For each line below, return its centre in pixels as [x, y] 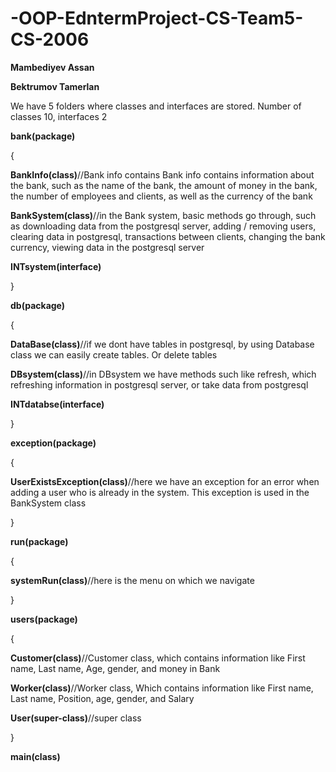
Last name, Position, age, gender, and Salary [102, 698]
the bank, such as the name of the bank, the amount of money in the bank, [164, 185]
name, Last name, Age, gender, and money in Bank [115, 668]
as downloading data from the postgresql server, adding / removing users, [163, 226]
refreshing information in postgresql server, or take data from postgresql [159, 384]
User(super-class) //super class [76, 718]
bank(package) [43, 136]
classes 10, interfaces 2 [59, 116]
